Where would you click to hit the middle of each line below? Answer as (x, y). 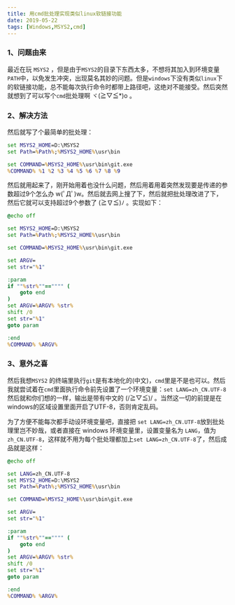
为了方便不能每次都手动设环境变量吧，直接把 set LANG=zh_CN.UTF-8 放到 (110, 421)
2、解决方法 (28, 115)
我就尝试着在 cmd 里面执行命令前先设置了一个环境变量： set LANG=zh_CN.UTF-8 (117, 389)
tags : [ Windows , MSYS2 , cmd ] (47, 27)
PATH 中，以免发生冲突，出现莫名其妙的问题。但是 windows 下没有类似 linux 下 (115, 78)
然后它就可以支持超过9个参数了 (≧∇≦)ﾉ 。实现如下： (85, 203)
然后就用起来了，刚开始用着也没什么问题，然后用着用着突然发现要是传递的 (114, 185)
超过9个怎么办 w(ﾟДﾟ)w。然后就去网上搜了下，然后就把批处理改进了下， (117, 194)
